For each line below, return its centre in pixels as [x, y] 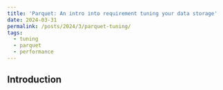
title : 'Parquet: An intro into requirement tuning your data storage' [112, 13]
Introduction [35, 80]
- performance [33, 52]
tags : [15, 33]
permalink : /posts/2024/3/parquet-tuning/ [69, 26]
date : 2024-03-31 [32, 20]
